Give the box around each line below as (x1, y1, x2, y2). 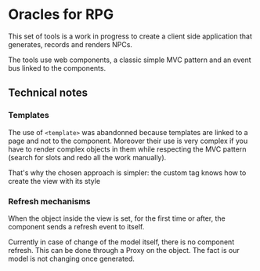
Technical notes (8, 86, 88, 100)
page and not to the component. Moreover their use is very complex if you (8, 136, 248, 145)
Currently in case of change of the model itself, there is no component (8, 237, 235, 247)
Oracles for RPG (8, 5, 114, 24)
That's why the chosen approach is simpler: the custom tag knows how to (8, 167, 247, 178)
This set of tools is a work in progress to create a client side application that (8, 31, 253, 41)
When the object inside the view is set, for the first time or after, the (8, 214, 226, 223)
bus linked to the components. (8, 63, 107, 72)
